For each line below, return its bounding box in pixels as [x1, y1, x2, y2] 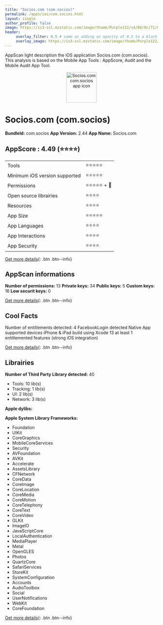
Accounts [12, 579, 32, 585]
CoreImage [12, 481, 35, 487]
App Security [7, 243, 37, 249]
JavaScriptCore [12, 528, 44, 534]
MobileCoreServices [12, 440, 53, 446]
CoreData [12, 476, 32, 482]
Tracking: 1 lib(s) [12, 386, 45, 392]
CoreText [12, 507, 31, 513]
